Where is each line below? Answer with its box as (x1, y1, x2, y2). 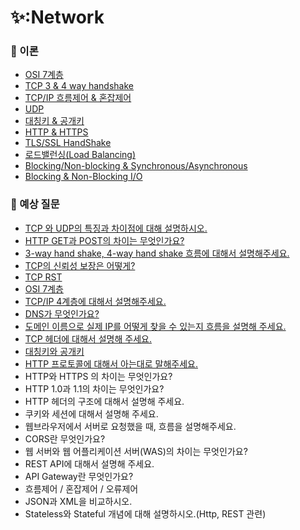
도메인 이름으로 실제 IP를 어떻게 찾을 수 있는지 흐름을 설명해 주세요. (24, 320, 287, 332)
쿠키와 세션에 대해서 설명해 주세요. (24, 407, 159, 420)
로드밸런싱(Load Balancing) (24, 149, 137, 161)
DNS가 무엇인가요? (24, 307, 100, 320)
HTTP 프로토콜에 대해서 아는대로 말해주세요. (24, 357, 198, 370)
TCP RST (24, 271, 63, 283)
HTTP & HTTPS (24, 126, 89, 138)
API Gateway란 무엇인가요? (24, 470, 134, 482)
